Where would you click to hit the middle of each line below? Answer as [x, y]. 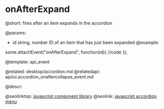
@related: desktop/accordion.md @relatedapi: [53, 71]
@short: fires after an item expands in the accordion [59, 23]
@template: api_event [27, 61]
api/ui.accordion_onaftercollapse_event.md [49, 76]
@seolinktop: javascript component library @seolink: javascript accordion [81, 96]
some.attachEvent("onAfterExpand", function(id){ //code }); [66, 52]
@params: [16, 32]
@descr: [14, 86]
